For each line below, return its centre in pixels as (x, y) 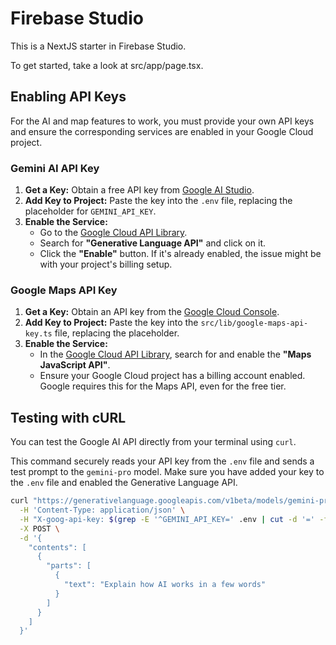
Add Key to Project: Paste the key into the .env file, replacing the (158, 201)
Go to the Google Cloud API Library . (113, 233)
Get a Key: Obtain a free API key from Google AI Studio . (139, 190)
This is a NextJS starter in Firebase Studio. (98, 46)
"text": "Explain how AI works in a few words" (165, 585)
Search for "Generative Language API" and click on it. (153, 243)
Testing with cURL (68, 417)
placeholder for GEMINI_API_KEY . (90, 211)
